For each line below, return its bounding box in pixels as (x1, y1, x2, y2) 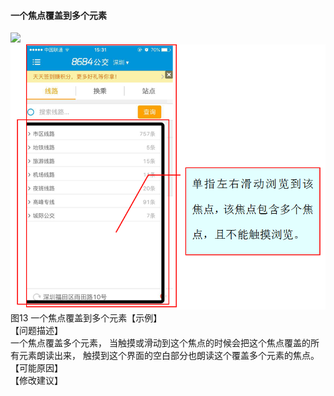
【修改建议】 (10, 374, 63, 386)
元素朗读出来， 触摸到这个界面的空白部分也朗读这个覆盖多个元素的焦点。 (18, 349, 320, 361)
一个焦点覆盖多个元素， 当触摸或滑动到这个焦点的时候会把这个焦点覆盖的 (10, 336, 311, 349)
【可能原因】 (10, 361, 63, 374)
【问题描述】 (10, 324, 63, 336)
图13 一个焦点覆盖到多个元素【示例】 (10, 311, 163, 324)
